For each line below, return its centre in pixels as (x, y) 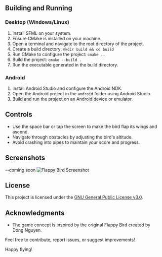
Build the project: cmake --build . (47, 60)
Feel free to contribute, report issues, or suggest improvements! (70, 240)
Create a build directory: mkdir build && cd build (63, 49)
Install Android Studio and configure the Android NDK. (67, 88)
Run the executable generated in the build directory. (65, 64)
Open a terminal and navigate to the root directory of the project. (78, 44)
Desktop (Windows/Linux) (37, 22)
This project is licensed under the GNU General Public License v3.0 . (74, 197)
